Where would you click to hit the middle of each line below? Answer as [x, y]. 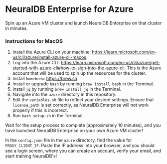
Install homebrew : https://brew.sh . [45, 79]
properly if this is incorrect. [40, 110]
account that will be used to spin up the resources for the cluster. [79, 73]
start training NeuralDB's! [31, 156]
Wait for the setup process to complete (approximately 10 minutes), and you [83, 125]
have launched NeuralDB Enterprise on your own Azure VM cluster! [74, 131]
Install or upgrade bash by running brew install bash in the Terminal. [83, 84]
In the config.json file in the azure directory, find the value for [69, 140]
